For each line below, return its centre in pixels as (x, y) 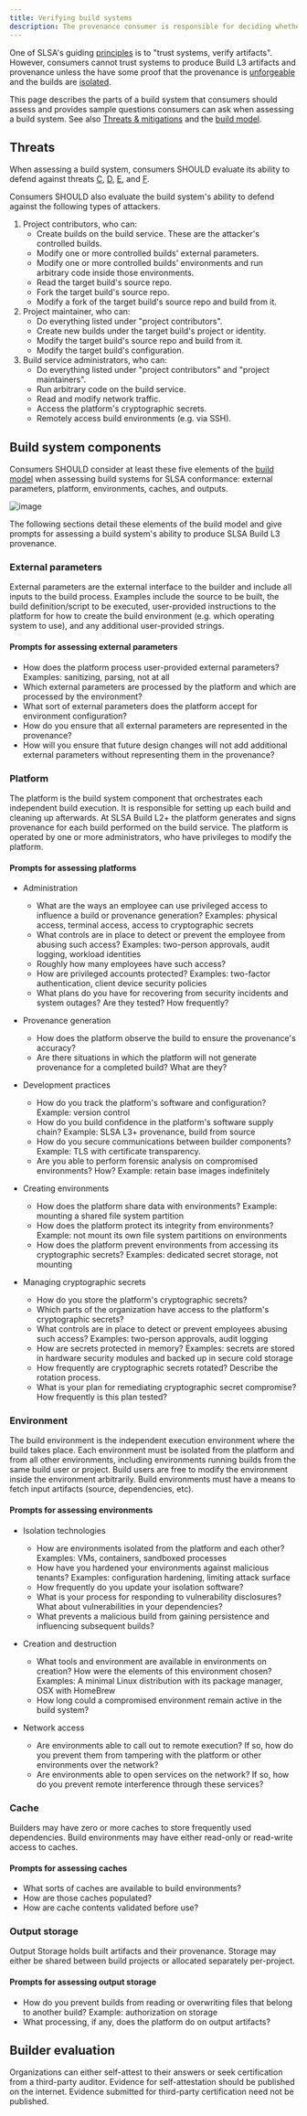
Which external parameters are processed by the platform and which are (159, 686)
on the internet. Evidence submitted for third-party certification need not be (152, 2092)
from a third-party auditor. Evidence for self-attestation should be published (152, 2082)
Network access (53, 1728)
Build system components (85, 447)
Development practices (67, 1085)
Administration (50, 888)
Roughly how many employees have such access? (131, 964)
